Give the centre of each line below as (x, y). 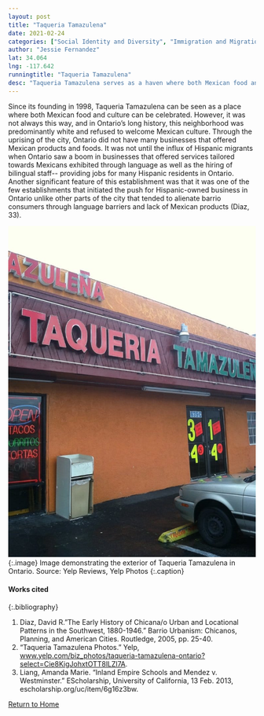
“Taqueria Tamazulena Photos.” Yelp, (79, 647)
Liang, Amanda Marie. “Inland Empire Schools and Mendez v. (118, 672)
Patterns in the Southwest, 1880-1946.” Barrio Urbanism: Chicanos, (128, 630)
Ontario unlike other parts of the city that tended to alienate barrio (115, 198)
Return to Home (34, 704)
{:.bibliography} (33, 607)
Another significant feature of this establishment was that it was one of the (129, 182)
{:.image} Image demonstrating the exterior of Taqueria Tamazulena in (122, 563)
